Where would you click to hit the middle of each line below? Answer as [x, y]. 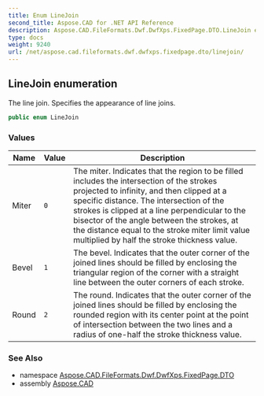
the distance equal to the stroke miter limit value [161, 230]
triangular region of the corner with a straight [156, 272]
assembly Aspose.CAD [57, 383]
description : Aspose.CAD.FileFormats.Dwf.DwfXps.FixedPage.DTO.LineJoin [130, 30]
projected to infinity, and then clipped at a [150, 191]
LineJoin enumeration [63, 84]
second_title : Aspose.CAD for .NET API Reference [91, 23]
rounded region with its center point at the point [161, 314]
